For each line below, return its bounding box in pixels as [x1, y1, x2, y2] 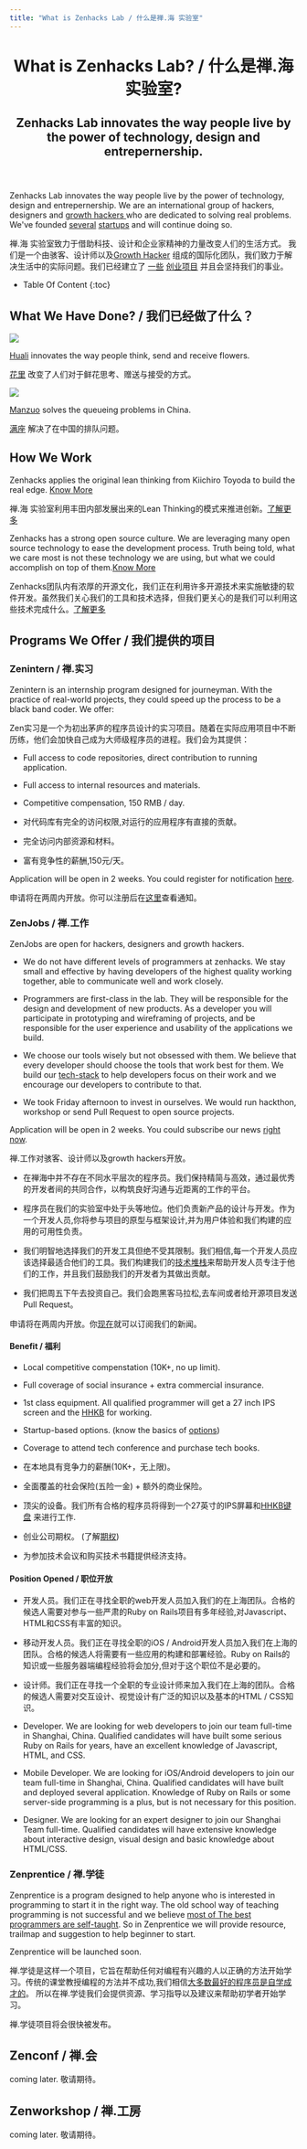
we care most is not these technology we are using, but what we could [9, 552, 276, 563]
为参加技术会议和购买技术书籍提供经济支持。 [22, 1550, 192, 1561]
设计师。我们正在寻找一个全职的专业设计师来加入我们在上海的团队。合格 [22, 1679, 295, 1691]
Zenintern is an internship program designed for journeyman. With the [9, 684, 272, 695]
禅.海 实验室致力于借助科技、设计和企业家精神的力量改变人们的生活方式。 [9, 239, 286, 250]
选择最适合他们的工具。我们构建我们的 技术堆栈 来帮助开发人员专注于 [30, 1256, 288, 1267]
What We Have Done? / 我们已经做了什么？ [9, 308, 254, 324]
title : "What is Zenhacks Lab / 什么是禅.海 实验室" [9, 13, 204, 23]
